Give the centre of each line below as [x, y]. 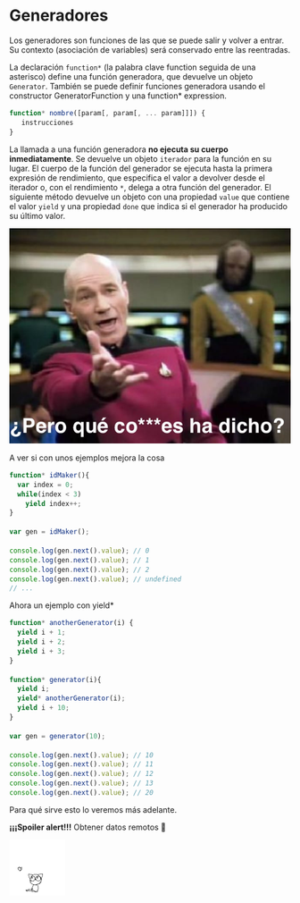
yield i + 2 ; [42, 642]
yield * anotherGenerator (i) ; [71, 698]
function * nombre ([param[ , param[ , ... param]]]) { [107, 113]
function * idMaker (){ [50, 475]
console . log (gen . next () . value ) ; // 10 [81, 755]
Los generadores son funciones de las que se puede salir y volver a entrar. [146, 40]
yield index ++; [54, 503]
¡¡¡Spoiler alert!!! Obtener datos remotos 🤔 [88, 827]
